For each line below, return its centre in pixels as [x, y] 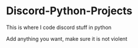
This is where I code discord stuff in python [59, 27]
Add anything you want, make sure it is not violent [67, 39]
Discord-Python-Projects [69, 11]
